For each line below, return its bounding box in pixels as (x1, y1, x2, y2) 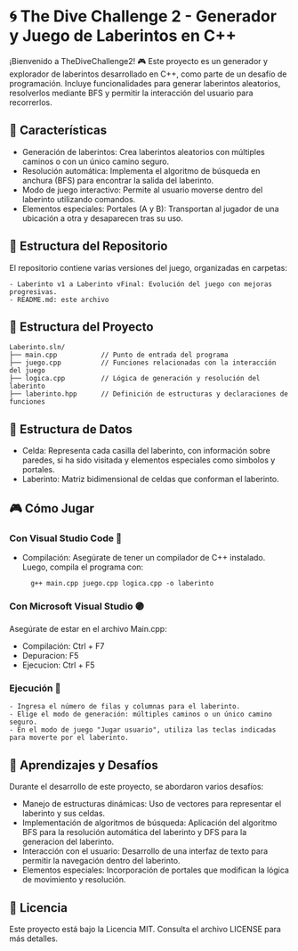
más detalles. (9, 933, 59, 944)
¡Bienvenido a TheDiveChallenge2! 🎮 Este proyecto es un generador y (9, 55, 269, 66)
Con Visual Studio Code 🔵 (9, 532, 123, 545)
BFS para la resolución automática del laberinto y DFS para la (21, 827, 247, 838)
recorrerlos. (9, 96, 52, 108)
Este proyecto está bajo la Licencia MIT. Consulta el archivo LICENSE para (9, 924, 282, 935)
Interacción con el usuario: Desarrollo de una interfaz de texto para (21, 846, 269, 857)
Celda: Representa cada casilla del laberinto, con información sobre (21, 446, 271, 456)
